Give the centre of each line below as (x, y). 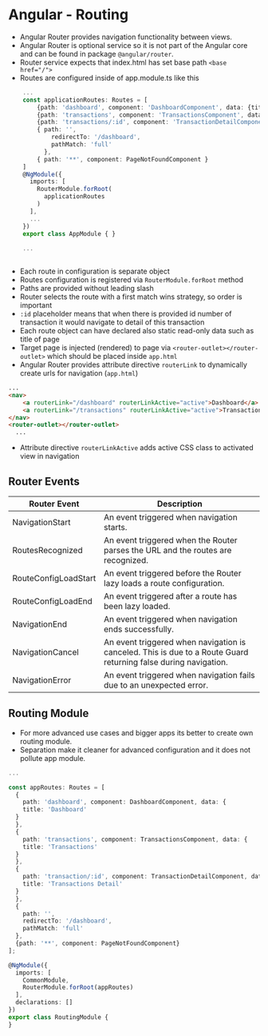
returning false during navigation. (166, 662)
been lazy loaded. (137, 606)
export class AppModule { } (69, 233)
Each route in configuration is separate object (95, 271)
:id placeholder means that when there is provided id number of (126, 314)
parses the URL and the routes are (167, 550)
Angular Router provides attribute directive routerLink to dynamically (133, 365)
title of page (39, 339)
